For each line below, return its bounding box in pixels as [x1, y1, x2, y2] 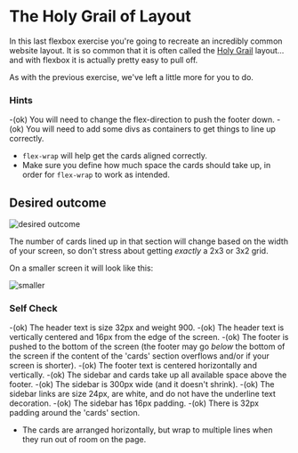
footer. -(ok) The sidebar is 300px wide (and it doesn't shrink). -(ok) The [9, 379, 275, 390]
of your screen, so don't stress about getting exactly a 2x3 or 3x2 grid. [9, 246, 269, 256]
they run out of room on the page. [21, 434, 147, 445]
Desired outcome [9, 195, 107, 210]
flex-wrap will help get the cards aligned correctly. [21, 150, 207, 161]
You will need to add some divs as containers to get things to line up [26, 124, 276, 134]
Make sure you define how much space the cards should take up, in [21, 160, 271, 171]
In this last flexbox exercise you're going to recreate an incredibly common [9, 36, 283, 46]
